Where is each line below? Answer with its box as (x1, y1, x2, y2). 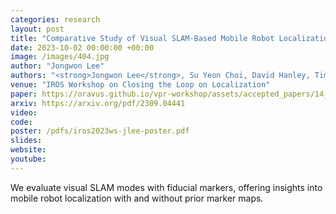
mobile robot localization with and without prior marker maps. (10, 192, 264, 204)
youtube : (10, 154, 47, 164)
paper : (10, 89, 38, 99)
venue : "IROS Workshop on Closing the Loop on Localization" (10, 80, 271, 90)
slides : (10, 136, 43, 146)
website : (10, 145, 47, 155)
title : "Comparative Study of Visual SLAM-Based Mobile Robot (10, 33, 275, 43)
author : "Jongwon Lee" (10, 61, 105, 71)
